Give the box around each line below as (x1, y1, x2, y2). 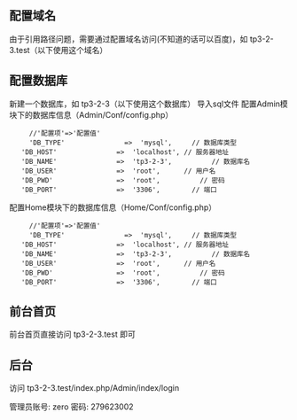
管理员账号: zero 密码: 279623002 (9, 401, 135, 412)
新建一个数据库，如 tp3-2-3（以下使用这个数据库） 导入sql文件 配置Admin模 (9, 98, 288, 109)
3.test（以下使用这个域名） (9, 44, 108, 55)
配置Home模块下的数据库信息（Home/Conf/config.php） (9, 202, 217, 213)
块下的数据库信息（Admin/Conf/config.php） (9, 109, 174, 120)
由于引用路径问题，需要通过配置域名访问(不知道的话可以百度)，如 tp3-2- (9, 34, 274, 44)
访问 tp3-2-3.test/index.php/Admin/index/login (9, 383, 180, 393)
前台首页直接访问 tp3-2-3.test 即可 (9, 329, 136, 339)
